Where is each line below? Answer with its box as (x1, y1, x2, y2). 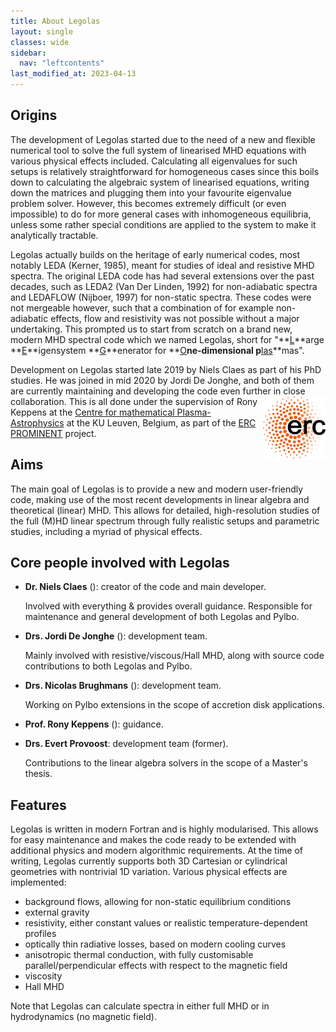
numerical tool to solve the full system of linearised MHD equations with (10, 144, 307, 156)
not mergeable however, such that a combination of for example (10, 301, 274, 314)
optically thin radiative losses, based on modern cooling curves (24, 938, 287, 950)
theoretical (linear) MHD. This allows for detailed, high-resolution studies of (10, 504, 321, 516)
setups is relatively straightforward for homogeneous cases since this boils (10, 165, 320, 177)
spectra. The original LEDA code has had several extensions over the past (10, 270, 315, 282)
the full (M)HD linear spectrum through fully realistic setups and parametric (10, 515, 320, 527)
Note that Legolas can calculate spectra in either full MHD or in (10, 1000, 270, 1012)
